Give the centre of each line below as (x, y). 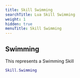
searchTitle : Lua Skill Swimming (40, 15)
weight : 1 (16, 19)
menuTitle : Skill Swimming (33, 29)
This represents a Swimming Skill (39, 61)
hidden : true (19, 24)
